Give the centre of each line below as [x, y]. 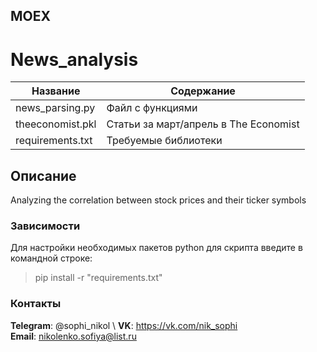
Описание [43, 175]
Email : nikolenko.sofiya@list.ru [73, 336]
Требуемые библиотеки [164, 141]
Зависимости [45, 226]
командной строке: [51, 258]
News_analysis [74, 59]
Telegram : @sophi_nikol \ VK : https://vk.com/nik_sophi [124, 325]
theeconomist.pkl [56, 124]
